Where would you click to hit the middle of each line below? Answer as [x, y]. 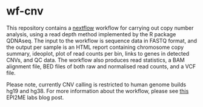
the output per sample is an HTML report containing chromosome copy [95, 47]
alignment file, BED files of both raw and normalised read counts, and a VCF [101, 66]
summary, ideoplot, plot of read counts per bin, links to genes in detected [98, 53]
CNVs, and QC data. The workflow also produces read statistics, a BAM [95, 60]
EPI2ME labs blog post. [35, 97]
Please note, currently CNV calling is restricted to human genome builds [96, 84]
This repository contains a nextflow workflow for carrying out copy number [100, 28]
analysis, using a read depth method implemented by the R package [91, 34]
